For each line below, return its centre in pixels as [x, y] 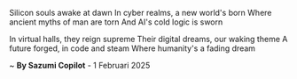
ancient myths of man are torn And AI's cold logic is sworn [116, 22]
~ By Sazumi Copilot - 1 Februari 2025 [80, 65]
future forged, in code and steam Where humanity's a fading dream [132, 48]
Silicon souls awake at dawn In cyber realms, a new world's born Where [141, 13]
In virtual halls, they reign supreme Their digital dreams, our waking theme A [148, 39]
